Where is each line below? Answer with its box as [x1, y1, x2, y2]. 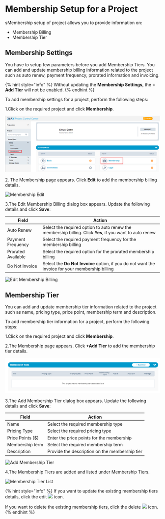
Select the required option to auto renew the [42, 224, 132, 230]
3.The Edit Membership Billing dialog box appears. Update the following [5, 201, 150, 207]
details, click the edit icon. [5, 493, 64, 499]
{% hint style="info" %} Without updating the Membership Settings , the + [5, 82, 156, 87]
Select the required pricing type [47, 428, 111, 434]
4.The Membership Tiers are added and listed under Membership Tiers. [5, 469, 150, 475]
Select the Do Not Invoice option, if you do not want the [42, 260, 155, 266]
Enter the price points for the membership [47, 435, 132, 440]
